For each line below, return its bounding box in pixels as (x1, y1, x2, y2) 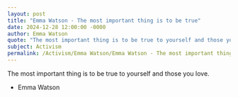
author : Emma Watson (7, 30, 69, 38)
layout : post (7, 10, 46, 18)
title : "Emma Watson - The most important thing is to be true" (7, 17, 201, 24)
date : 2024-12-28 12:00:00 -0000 (7, 23, 106, 30)
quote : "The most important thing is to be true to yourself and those (7, 37, 223, 44)
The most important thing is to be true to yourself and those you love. (7, 69, 210, 78)
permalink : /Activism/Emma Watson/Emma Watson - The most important (7, 50, 214, 57)
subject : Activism (7, 43, 62, 50)
